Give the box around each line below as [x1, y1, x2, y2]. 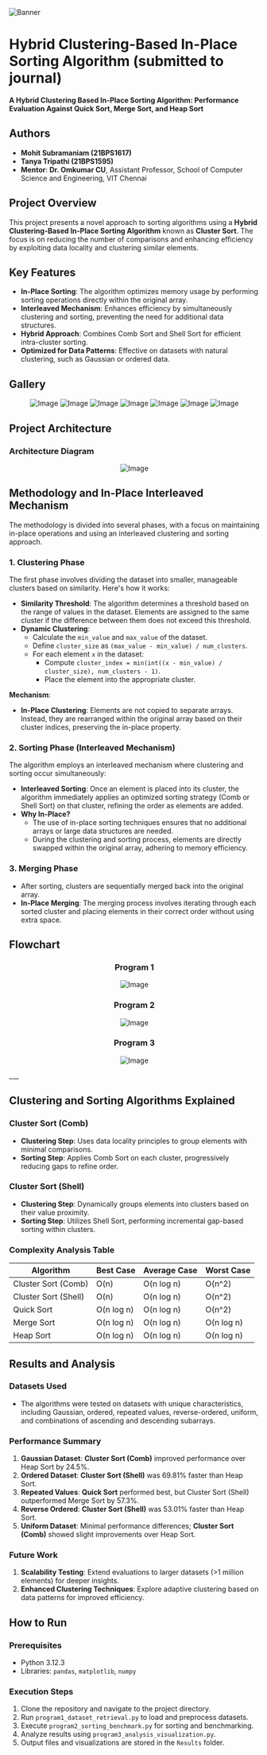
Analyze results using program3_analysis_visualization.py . [20, 1730, 217, 1739]
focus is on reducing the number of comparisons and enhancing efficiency [9, 234, 253, 244]
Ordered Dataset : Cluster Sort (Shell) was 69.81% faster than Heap [20, 1470, 243, 1480]
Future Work [9, 1550, 58, 1561]
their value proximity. [20, 1207, 90, 1217]
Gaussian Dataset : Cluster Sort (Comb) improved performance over [20, 1454, 246, 1463]
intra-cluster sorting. [20, 338, 88, 347]
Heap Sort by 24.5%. [20, 1462, 90, 1472]
